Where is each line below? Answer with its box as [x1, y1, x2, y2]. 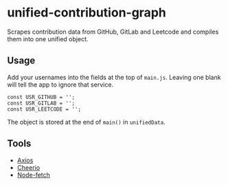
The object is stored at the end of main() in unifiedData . [7, 118, 166, 126]
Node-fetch [16, 171, 50, 179]
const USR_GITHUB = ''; [7, 94, 76, 100]
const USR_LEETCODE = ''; [7, 105, 81, 113]
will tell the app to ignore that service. [7, 80, 114, 89]
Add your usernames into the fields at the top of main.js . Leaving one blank [7, 73, 221, 81]
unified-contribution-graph [7, 5, 166, 21]
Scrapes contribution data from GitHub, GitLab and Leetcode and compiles [7, 28, 219, 36]
